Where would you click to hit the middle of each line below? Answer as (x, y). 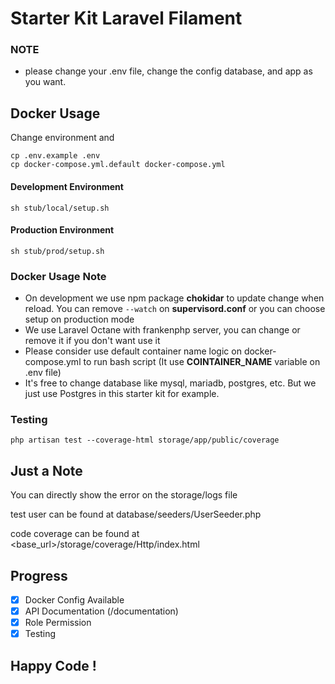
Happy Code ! (53, 665)
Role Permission (58, 623)
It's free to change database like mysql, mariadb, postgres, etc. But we (170, 383)
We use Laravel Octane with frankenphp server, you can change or (162, 330)
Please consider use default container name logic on (133, 351)
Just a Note (46, 470)
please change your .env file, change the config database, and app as (168, 71)
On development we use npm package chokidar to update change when (174, 298)
